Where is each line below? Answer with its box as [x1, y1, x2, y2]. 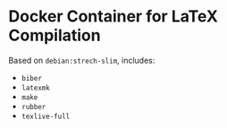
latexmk [21, 83, 50, 92]
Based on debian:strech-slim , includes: [8, 55, 156, 65]
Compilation [8, 25, 101, 46]
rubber [21, 102, 46, 111]
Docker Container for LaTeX [8, 6, 218, 27]
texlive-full [21, 112, 71, 121]
